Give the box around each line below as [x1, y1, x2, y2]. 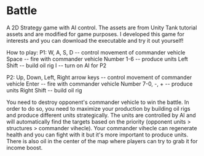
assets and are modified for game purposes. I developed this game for [6, 30, 185, 37]
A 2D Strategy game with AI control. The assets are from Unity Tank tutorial [6, 24, 197, 31]
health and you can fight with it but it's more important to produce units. [6, 131, 189, 138]
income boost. [6, 144, 43, 151]
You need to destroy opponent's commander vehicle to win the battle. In [6, 98, 189, 106]
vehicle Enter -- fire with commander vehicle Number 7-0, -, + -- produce [6, 80, 193, 87]
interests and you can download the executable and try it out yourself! [6, 37, 184, 44]
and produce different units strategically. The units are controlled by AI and [6, 111, 197, 119]
